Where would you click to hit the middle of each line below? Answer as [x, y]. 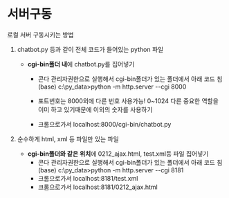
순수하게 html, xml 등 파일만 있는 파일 [68, 138]
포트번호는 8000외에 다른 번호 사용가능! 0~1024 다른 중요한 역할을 [128, 100]
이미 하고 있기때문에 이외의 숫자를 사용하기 [95, 109]
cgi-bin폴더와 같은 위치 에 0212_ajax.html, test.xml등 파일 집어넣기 [118, 154]
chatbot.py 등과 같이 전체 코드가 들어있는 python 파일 [90, 49]
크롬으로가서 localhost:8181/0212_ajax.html [98, 187]
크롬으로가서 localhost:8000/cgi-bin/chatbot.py [104, 124]
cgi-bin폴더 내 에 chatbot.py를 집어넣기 [81, 64]
